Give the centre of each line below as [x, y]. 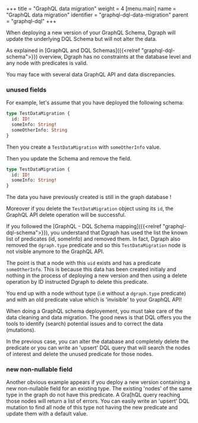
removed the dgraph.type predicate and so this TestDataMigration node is [96, 245]
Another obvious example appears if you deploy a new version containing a [98, 382]
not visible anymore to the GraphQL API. [55, 252]
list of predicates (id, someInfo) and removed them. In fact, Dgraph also [93, 239]
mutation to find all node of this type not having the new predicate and [92, 408]
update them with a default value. [47, 414]
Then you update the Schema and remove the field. [69, 158]
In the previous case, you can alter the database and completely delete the [97, 342]
